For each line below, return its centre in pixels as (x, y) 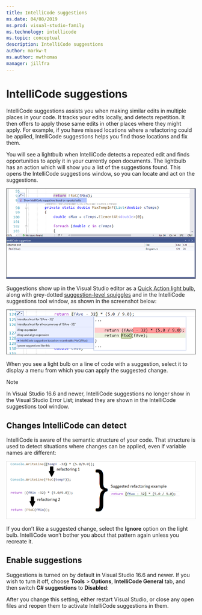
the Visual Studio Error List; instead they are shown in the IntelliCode (91, 400)
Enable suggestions (44, 561)
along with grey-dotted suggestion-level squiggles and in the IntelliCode (96, 294)
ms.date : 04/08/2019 (32, 19)
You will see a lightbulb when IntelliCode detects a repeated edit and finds (98, 154)
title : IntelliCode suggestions (47, 13)
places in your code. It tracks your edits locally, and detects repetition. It (96, 117)
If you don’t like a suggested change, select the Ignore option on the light (97, 528)
